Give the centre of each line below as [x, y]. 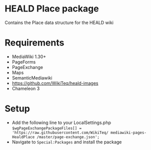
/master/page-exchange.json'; [68, 137]
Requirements [34, 43]
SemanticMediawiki [32, 77]
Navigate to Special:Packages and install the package [67, 142]
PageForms [24, 62]
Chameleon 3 [26, 88]
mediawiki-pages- [128, 132]
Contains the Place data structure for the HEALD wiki [59, 22]
